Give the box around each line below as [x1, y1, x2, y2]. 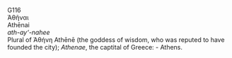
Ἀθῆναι [7, 13, 30, 22]
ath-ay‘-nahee [7, 28, 51, 36]
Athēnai [7, 21, 30, 29]
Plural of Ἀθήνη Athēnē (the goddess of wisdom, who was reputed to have [7, 36, 225, 44]
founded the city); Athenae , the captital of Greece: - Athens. [7, 43, 182, 51]
